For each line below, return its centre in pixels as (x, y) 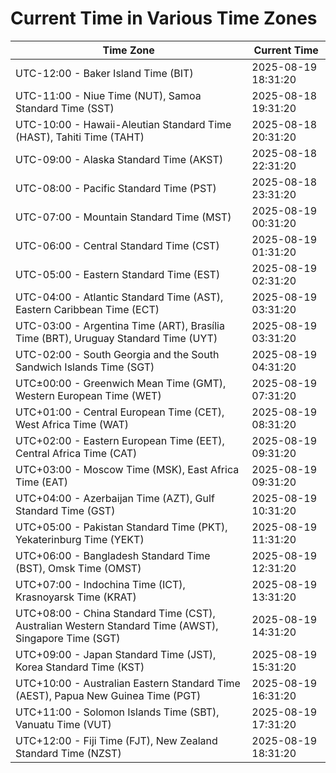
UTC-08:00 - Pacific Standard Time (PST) (116, 188)
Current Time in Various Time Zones (164, 18)
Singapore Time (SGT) (68, 638)
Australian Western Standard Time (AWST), (117, 625)
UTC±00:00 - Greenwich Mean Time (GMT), (121, 383)
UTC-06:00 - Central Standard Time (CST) (117, 245)
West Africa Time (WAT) (72, 424)
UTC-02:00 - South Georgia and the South (117, 354)
